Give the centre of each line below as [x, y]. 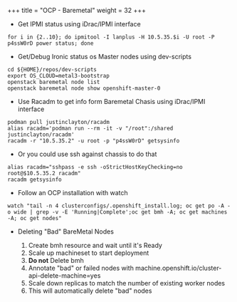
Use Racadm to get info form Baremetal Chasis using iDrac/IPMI [111, 101]
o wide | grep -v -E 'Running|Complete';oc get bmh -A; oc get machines [117, 212]
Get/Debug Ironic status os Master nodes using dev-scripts [105, 57]
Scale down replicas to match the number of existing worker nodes [127, 283]
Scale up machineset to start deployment [89, 253]
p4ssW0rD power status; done [51, 43]
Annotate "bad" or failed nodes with [81, 268]
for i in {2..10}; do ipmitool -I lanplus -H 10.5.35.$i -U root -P [111, 37]
